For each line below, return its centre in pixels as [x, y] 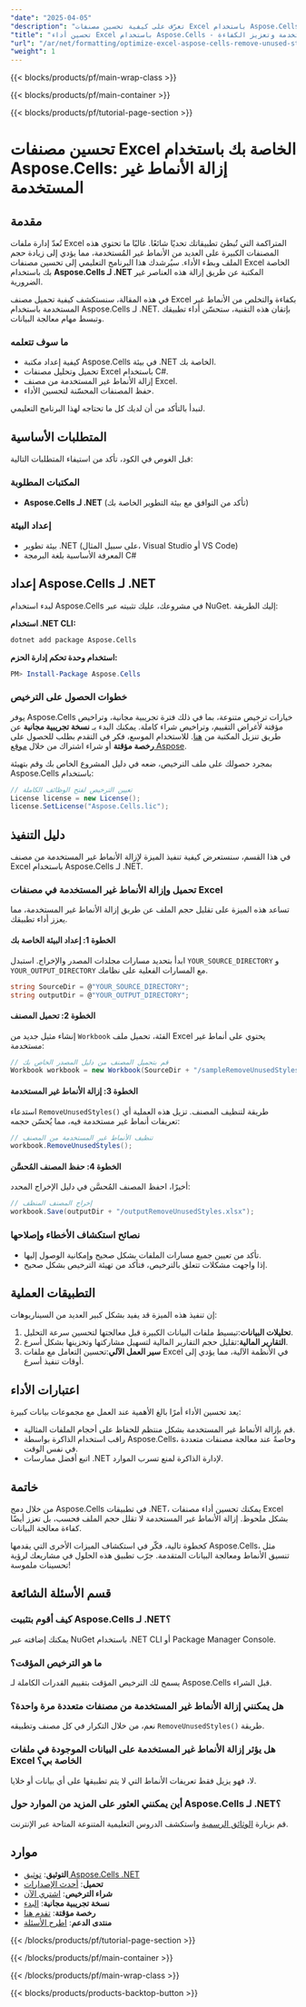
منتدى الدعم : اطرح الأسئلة [68, 1923]
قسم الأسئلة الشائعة [61, 1593]
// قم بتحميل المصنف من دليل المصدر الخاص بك [89, 1062]
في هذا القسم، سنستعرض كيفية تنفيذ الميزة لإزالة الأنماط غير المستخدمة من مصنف [151, 857]
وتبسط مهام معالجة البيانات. [57, 319]
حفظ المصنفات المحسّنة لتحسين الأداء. [89, 391]
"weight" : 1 [33, 52]
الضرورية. [27, 282]
